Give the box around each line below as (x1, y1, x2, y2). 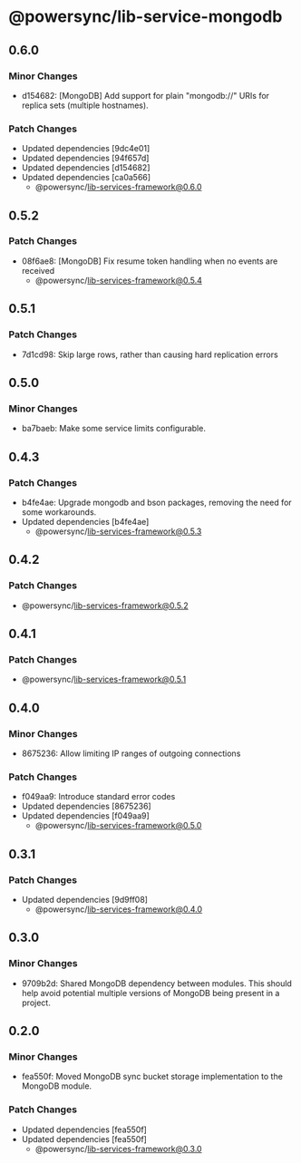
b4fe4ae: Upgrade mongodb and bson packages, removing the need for (21, 497, 292, 508)
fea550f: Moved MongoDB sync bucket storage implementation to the (21, 1071, 283, 1082)
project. (21, 997, 51, 1008)
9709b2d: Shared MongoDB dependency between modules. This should (21, 977, 292, 989)
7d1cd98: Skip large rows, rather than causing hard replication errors (21, 349, 278, 360)
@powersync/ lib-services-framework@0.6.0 (34, 181, 202, 192)
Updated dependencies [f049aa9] (21, 810, 150, 821)
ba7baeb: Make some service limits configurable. (21, 423, 206, 434)
